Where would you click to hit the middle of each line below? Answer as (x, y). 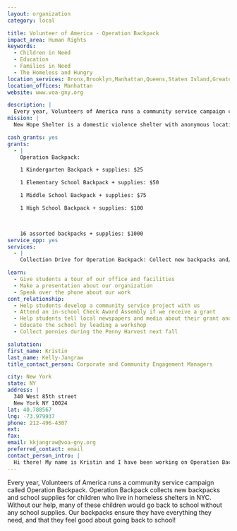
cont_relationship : (36, 299)
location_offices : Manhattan (50, 85)
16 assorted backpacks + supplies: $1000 (81, 234)
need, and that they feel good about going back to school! (92, 520)
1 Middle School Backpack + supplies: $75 (83, 196)
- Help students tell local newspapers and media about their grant (116, 318)
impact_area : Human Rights (47, 40)
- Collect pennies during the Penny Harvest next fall (96, 332)
